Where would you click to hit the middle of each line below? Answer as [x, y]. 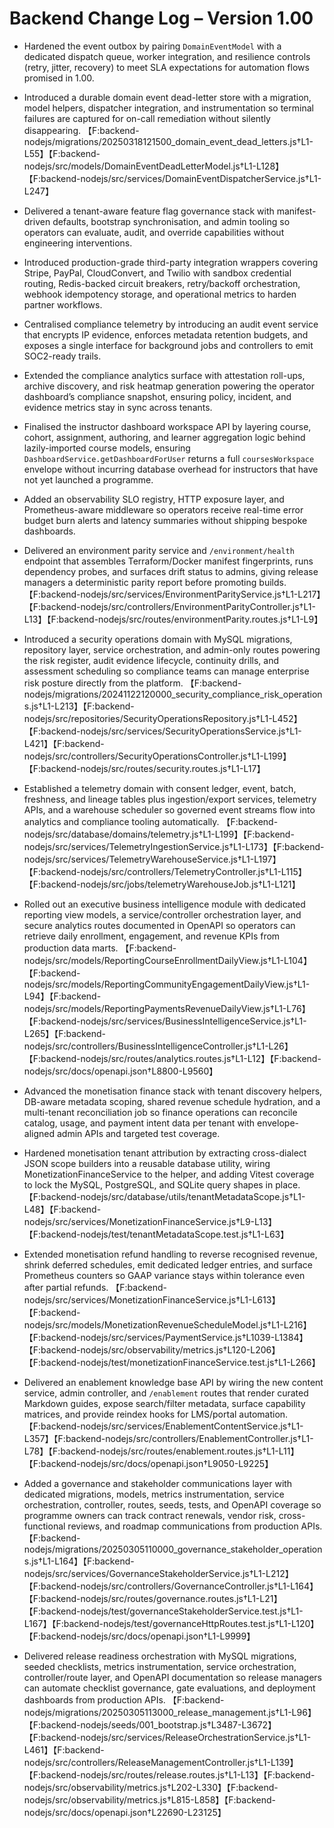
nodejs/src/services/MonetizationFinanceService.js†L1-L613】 [152, 1299]
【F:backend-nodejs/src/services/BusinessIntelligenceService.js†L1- [165, 1021]
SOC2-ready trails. [62, 356]
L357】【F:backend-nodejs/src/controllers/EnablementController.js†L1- [168, 1438]
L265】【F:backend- [64, 1033]
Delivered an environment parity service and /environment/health [159, 550]
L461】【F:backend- [64, 1749]
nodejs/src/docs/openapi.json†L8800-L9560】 [121, 1071]
